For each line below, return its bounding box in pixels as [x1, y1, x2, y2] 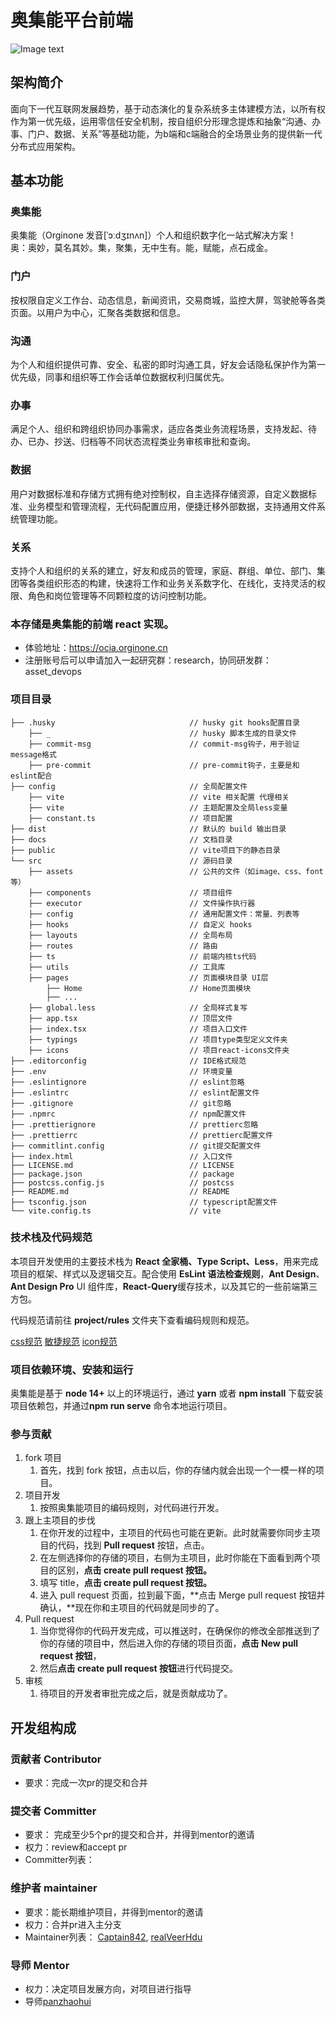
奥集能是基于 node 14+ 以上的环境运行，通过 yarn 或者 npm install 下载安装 [10, 1387, 324, 1400]
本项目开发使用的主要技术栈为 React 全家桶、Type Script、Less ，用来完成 [10, 1255, 319, 1267]
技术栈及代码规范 [10, 1231, 93, 1245]
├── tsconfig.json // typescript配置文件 [10, 1197, 278, 1207]
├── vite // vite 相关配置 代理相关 [28, 792, 290, 802]
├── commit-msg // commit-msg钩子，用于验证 [28, 739, 300, 749]
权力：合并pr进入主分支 [24, 1918, 122, 1930]
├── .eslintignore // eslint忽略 [10, 1077, 245, 1087]
